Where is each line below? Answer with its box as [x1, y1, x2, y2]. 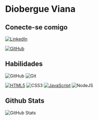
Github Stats [5, 97, 45, 105]
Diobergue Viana [5, 3, 76, 15]
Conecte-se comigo [5, 23, 68, 31]
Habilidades [5, 60, 43, 68]
